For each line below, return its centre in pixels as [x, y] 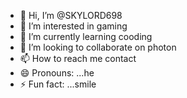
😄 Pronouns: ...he [57, 73]
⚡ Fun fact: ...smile [58, 84]
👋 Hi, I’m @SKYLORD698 [71, 15]
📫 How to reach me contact [78, 58]
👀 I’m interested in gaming [73, 26]
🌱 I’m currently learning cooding [86, 36]
